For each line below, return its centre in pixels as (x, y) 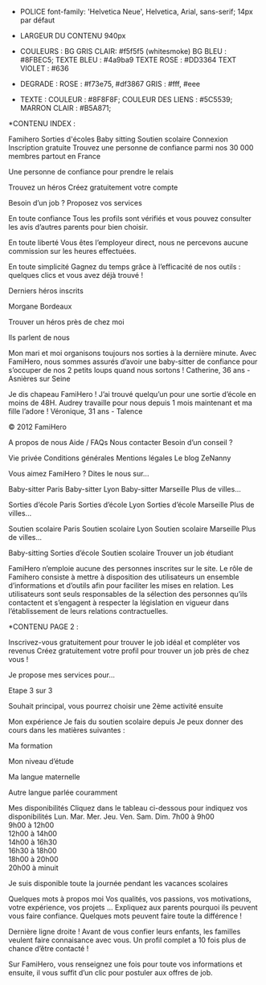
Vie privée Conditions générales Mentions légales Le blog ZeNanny (120, 458)
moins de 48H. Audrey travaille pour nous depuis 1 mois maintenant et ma (131, 403)
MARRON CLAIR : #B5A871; (65, 108)
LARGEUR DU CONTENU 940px (73, 36)
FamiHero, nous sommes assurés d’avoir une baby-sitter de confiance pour (133, 362)
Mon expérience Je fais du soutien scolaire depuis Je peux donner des (126, 721)
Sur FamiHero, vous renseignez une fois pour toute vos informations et (125, 964)
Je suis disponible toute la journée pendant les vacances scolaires (118, 883)
